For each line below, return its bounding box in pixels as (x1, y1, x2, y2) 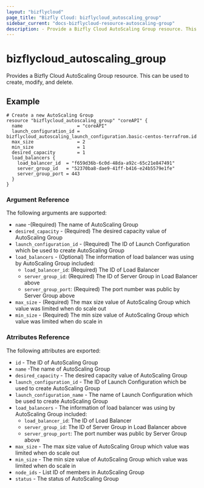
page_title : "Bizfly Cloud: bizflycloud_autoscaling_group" (6, 15, 162, 21)
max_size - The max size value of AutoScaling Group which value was (15, 442, 189, 450)
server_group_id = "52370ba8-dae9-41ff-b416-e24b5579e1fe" (17, 165, 175, 171)
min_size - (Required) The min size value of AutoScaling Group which (15, 311, 189, 319)
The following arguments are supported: (6, 209, 107, 216)
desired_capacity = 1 (12, 149, 86, 156)
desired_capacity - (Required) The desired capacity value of (15, 227, 167, 235)
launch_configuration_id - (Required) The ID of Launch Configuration (15, 241, 190, 248)
